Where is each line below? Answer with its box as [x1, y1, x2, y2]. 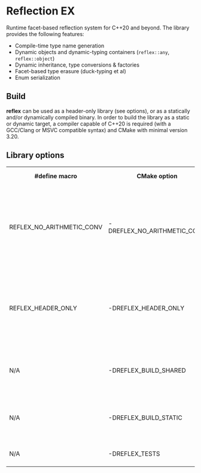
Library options [6, 150, 65, 160]
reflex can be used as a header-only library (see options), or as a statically [6, 107, 190, 115]
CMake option [136, 172, 178, 180]
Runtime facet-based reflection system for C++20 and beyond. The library [6, 24, 190, 31]
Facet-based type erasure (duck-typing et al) [14, 67, 127, 74]
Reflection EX [6, 4, 75, 18]
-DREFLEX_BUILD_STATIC [108, 413, 182, 421]
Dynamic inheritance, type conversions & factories [14, 61, 139, 68]
